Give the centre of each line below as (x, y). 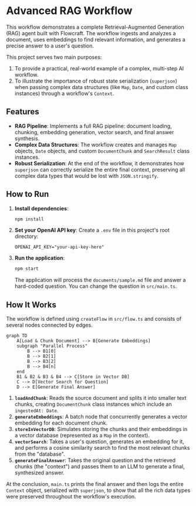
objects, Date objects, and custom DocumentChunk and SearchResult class (102, 151)
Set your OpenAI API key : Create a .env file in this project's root (92, 230)
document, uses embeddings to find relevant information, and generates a (96, 39)
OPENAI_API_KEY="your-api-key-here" (59, 247)
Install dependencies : (41, 208)
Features (23, 112)
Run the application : (40, 258)
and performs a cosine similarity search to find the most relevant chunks (102, 448)
